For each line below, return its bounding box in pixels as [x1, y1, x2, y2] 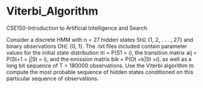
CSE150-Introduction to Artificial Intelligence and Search [6, 24, 148, 32]
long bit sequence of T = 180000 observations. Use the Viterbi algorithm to [6, 62, 194, 69]
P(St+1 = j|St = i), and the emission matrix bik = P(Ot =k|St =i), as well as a [6, 55, 192, 63]
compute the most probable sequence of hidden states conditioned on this [6, 68, 193, 75]
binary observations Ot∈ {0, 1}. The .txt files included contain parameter [6, 42, 187, 50]
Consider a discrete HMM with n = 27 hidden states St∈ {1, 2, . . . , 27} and [6, 36, 193, 43]
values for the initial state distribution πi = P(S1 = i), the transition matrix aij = [6, 49, 198, 56]
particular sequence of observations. [6, 75, 99, 82]
